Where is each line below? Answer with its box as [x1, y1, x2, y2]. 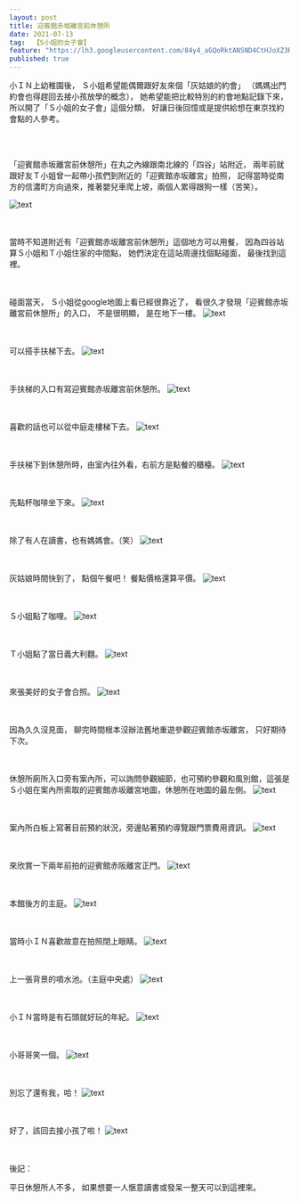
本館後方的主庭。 [9, 898, 72, 909]
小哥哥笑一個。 [9, 1050, 64, 1060]
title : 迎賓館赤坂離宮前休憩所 [9, 21, 110, 30]
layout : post [9, 12, 58, 22]
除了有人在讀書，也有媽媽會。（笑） [9, 535, 138, 545]
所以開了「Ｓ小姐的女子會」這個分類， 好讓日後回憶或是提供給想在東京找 [9, 102, 277, 112]
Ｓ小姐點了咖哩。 [9, 611, 72, 621]
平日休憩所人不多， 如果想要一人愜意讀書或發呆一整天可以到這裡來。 [9, 1182, 261, 1192]
